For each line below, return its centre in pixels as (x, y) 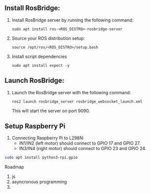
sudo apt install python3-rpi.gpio (41, 157)
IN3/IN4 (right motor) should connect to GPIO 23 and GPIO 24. (83, 149)
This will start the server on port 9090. (51, 111)
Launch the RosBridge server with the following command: (71, 92)
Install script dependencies (39, 56)
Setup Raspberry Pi (35, 126)
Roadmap (14, 167)
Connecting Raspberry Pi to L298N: (48, 138)
